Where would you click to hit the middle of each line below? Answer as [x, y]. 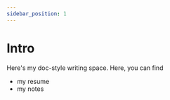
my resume [33, 81]
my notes [30, 89]
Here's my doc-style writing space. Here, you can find [85, 68]
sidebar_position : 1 [37, 14]
